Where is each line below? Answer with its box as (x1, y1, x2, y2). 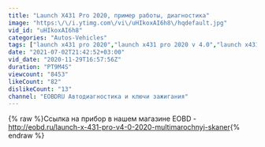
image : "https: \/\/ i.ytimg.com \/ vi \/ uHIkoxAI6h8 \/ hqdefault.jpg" (8, 19, 227, 27)
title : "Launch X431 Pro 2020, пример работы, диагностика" (8, 11, 211, 20)
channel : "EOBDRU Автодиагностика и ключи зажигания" (8, 92, 189, 100)
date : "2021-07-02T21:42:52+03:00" (8, 48, 125, 56)
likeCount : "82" (8, 77, 62, 85)
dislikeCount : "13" (8, 85, 73, 93)
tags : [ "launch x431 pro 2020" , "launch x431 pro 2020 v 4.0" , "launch (8, 41, 242, 49)
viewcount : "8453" (8, 70, 69, 78)
